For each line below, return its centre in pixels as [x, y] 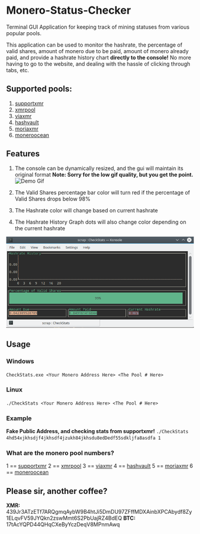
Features [23, 154]
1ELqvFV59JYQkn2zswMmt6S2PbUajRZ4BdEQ [64, 518]
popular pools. [24, 33]
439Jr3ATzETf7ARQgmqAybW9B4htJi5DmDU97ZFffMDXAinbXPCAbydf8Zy [99, 512]
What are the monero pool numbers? [60, 453]
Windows [20, 362]
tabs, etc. [18, 70]
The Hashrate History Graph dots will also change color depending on [100, 222]
